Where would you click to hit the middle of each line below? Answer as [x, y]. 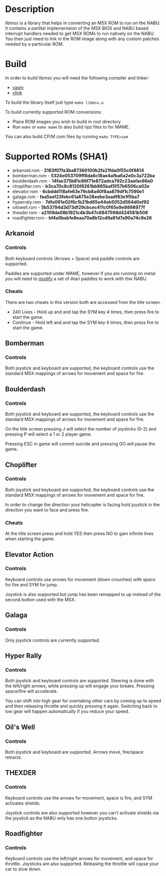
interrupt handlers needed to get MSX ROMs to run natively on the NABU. [80, 33]
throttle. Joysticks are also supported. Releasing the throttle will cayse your [82, 864]
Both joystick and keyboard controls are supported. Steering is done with [80, 681]
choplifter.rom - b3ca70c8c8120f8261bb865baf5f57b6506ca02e [81, 186]
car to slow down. [23, 869]
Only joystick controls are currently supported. [53, 640]
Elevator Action [29, 554]
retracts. [14, 757]
